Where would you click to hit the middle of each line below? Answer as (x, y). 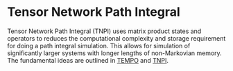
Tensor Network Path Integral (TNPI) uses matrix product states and (104, 31)
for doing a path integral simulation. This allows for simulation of (99, 45)
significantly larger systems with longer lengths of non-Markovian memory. (114, 53)
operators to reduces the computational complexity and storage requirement (116, 38)
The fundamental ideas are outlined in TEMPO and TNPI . (88, 60)
